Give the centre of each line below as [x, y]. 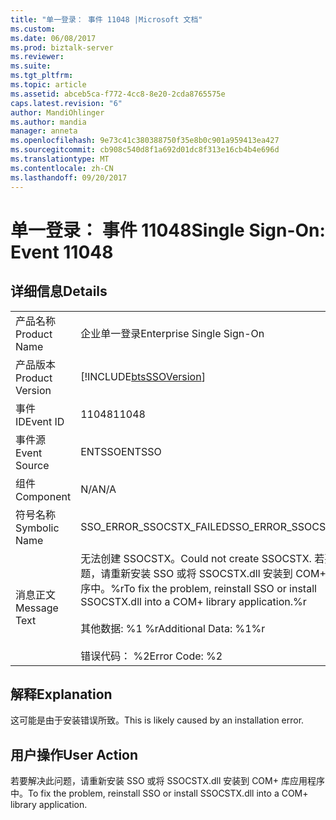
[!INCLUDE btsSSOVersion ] [143, 376]
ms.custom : [33, 29]
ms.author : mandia [48, 122]
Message [37, 608]
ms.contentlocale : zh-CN [62, 168]
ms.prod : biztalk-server [62, 47]
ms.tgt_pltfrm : [42, 76]
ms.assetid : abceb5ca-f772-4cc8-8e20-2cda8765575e [118, 94]
